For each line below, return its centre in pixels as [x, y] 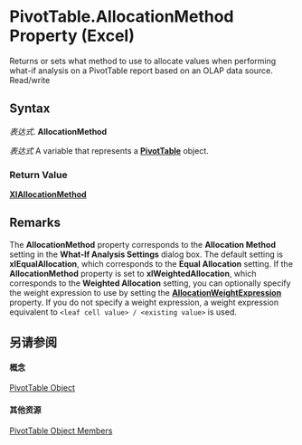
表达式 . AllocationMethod [58, 131]
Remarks [35, 223]
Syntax [30, 109]
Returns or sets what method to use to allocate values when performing [143, 61]
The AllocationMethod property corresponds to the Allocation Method [142, 244]
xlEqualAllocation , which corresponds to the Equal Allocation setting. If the [151, 263]
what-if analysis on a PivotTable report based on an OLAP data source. [141, 71]
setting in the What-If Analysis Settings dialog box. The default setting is [146, 254]
